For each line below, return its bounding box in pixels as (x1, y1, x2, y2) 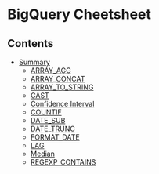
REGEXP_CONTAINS (30, 158, 96, 166)
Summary (18, 57, 50, 67)
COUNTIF (30, 107, 62, 117)
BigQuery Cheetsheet (7, 5, 152, 24)
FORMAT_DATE (30, 132, 80, 142)
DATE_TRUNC (30, 124, 75, 133)
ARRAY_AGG (30, 66, 71, 75)
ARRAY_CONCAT (30, 74, 85, 83)
